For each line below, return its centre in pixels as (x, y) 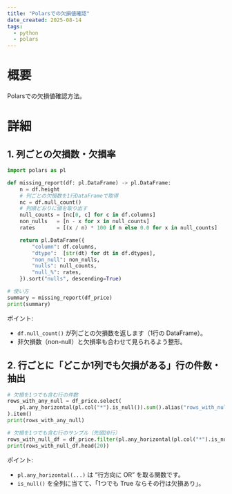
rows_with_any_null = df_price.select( (65, 401)
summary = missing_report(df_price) (60, 298)
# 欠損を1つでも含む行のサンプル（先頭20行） (64, 433)
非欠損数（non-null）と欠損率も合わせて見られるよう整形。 (101, 341)
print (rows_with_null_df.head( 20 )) (58, 446)
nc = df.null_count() (50, 202)
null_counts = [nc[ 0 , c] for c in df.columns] (88, 215)
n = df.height (40, 189)
